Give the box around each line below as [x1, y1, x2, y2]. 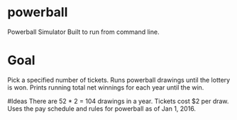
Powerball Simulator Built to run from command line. [7, 28, 160, 36]
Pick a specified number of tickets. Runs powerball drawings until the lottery [7, 76, 231, 84]
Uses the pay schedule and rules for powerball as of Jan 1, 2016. [7, 104, 197, 113]
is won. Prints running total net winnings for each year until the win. [7, 83, 204, 92]
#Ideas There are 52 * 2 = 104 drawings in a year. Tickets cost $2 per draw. [7, 97, 229, 105]
